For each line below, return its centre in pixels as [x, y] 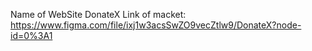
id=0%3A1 [31, 35]
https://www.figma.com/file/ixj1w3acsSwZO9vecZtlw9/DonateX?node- [156, 25]
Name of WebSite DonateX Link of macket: [98, 14]
